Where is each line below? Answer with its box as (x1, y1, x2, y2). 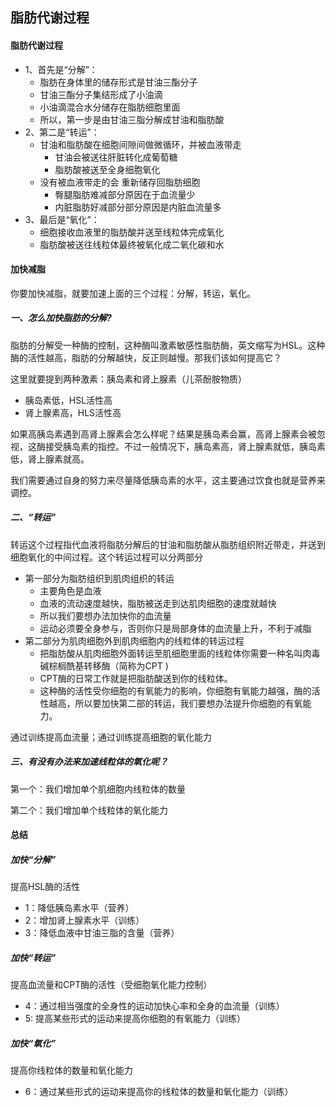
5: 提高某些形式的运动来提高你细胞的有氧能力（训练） (24, 1013, 247, 1025)
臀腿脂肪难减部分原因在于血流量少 (54, 188, 196, 200)
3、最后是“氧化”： (24, 213, 100, 225)
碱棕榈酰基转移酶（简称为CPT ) (39, 659, 169, 672)
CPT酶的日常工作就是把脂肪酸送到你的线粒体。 (39, 672, 233, 684)
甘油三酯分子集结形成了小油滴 (39, 88, 163, 100)
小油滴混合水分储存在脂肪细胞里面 (39, 101, 181, 113)
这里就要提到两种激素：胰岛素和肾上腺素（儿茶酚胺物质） (10, 373, 247, 385)
